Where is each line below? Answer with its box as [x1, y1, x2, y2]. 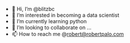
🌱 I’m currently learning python [11, 18, 87, 24]
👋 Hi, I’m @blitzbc [11, 6, 55, 12]
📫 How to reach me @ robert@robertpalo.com [11, 31, 124, 37]
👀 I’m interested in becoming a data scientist [11, 12, 119, 19]
